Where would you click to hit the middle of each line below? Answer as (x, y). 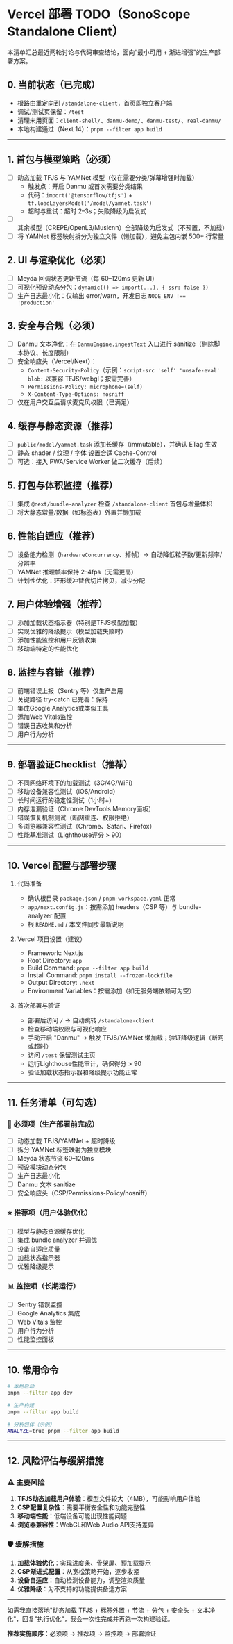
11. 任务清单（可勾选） (55, 1103)
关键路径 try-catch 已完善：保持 (63, 699)
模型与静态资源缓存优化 (51, 1231)
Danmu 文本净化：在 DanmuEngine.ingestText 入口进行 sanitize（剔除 (115, 344)
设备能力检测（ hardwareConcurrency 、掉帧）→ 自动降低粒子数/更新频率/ (120, 554)
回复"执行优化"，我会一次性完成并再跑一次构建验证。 (98, 1619)
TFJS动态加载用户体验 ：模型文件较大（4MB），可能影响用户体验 (109, 1499)
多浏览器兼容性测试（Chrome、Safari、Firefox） (86, 827)
